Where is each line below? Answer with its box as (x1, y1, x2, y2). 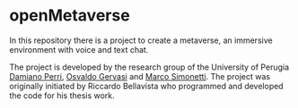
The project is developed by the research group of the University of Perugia (9, 62, 290, 72)
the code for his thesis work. (9, 90, 115, 101)
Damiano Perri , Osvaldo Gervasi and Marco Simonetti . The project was (9, 71, 271, 81)
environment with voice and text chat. (9, 44, 149, 54)
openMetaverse (9, 5, 130, 26)
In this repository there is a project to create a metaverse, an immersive (9, 35, 273, 46)
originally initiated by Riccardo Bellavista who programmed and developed (9, 80, 285, 91)
